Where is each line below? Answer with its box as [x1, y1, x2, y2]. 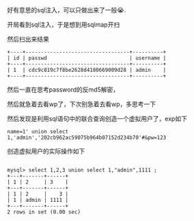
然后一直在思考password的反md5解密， [7, 86, 120, 94]
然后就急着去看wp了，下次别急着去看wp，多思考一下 [7, 100, 156, 108]
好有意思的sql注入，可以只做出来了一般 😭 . [7, 6, 126, 14]
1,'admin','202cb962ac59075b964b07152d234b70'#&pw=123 [7, 134, 167, 141]
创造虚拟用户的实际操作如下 [7, 147, 85, 155]
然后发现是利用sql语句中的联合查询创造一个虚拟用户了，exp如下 [7, 115, 188, 122]
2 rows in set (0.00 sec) [7, 209, 81, 216]
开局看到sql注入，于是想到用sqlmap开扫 [7, 21, 120, 29]
